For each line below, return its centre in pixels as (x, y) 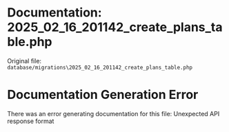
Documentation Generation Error (103, 95)
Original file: (24, 60)
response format (31, 121)
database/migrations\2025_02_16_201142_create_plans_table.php (100, 67)
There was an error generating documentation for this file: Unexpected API (113, 113)
